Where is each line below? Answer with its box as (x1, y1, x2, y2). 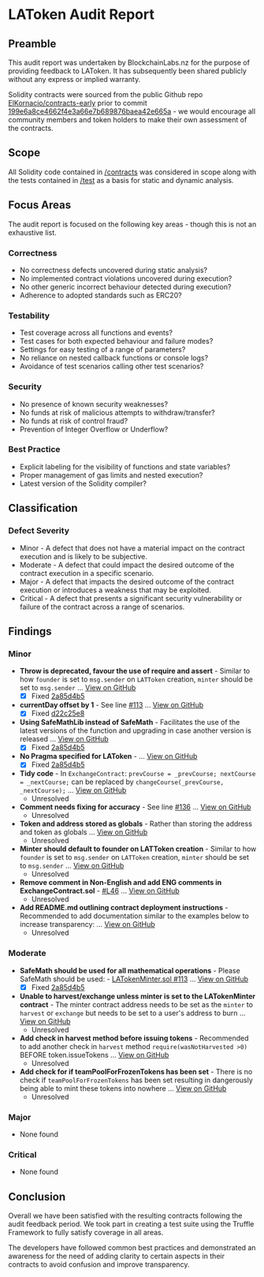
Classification (8, 502, 78, 515)
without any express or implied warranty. (8, 75, 141, 84)
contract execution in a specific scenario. (19, 568, 154, 577)
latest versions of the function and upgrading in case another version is (19, 726, 252, 735)
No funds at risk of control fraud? (19, 416, 128, 425)
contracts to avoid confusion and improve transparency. (8, 1260, 191, 1269)
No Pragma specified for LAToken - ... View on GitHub (19, 752, 198, 761)
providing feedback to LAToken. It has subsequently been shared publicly (8, 66, 247, 76)
